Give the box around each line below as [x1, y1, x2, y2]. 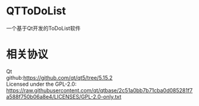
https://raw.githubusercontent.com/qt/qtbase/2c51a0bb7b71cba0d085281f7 [6, 86, 193, 93]
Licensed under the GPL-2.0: [6, 80, 77, 88]
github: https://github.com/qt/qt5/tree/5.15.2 [6, 74, 113, 81]
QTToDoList [6, 4, 66, 18]
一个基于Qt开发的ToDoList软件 [6, 24, 81, 32]
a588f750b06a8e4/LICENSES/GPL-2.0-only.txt [6, 93, 122, 100]
